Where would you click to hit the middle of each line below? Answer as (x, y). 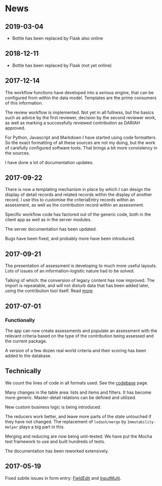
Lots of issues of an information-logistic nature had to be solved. (70, 271)
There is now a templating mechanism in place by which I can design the (78, 190)
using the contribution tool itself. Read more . (49, 291)
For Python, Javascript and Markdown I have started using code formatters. (81, 137)
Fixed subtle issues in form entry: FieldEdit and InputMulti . (63, 478)
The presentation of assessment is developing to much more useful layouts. (81, 266)
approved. (15, 128)
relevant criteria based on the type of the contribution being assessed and (80, 336)
